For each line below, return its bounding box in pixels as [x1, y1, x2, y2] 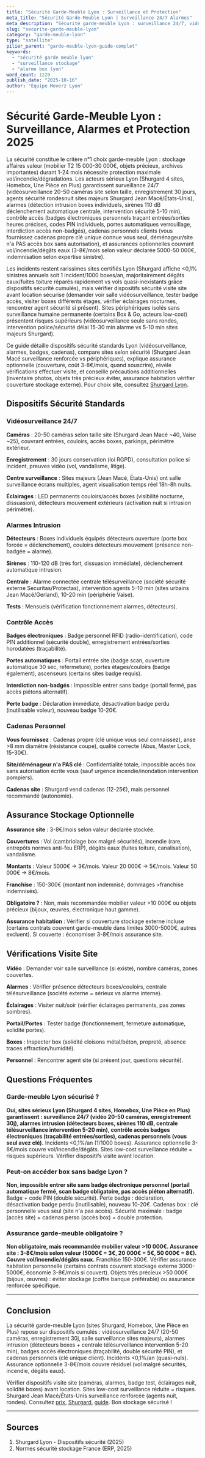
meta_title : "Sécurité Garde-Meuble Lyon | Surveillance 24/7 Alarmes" [6, 15, 192, 21]
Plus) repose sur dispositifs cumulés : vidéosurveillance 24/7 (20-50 [6, 1328, 179, 1336]
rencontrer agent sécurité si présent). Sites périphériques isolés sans [6, 304, 180, 311]
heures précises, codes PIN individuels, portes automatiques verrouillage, [6, 220, 192, 228]
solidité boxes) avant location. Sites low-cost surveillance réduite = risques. [6, 1386, 196, 1393]
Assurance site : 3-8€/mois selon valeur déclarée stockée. [6, 826, 155, 833]
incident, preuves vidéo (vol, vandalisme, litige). [6, 462, 126, 469]
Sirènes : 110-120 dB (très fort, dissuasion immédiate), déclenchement [6, 559, 183, 567]
